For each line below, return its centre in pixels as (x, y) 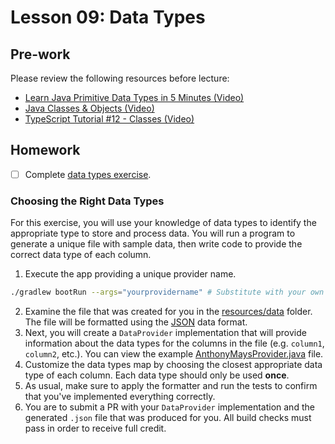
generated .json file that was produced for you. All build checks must (168, 418)
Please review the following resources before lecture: (120, 78)
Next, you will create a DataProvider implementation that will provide (165, 333)
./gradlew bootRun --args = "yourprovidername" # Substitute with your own (167, 292)
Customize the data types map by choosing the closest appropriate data (173, 365)
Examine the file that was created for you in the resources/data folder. (168, 312)
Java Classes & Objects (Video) (89, 108)
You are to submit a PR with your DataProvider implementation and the (169, 407)
